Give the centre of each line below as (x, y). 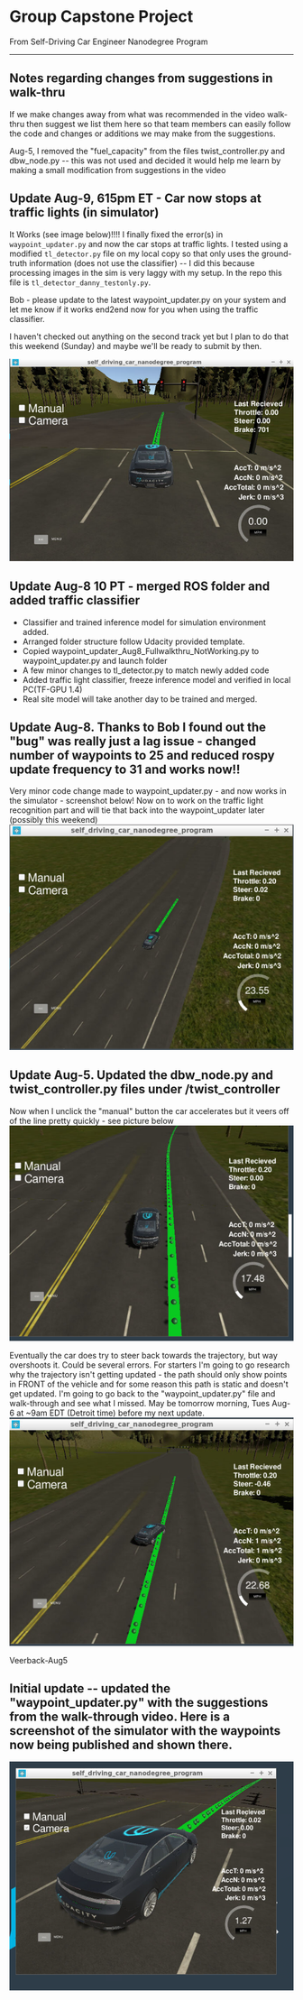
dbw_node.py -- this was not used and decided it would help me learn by (145, 161)
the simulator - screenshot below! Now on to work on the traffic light (137, 801)
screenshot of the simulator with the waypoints (145, 1731)
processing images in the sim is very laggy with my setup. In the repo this (146, 272)
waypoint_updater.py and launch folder (95, 660)
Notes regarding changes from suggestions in (141, 78)
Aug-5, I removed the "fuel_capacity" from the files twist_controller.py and (147, 151)
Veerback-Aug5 (39, 1660)
